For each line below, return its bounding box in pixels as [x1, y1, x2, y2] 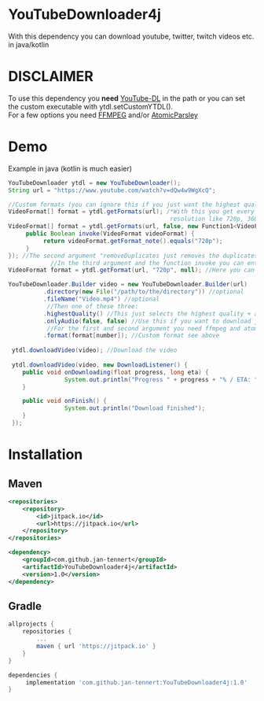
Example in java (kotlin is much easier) [8, 164, 132, 173]
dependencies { [8, 671, 58, 679]
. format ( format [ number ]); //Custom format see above [42, 332, 220, 340]
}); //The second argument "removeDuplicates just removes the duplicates [8, 252, 258, 260]
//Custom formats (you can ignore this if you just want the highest [8, 201, 241, 208]
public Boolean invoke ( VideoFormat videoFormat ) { [25, 230, 195, 238]
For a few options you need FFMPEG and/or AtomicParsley [8, 110, 199, 120]
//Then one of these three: [46, 302, 139, 310]
